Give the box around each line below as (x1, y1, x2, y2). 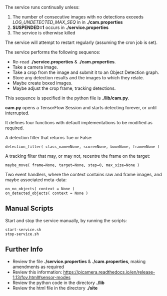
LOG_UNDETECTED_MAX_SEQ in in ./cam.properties (12, 19, 123, 25)
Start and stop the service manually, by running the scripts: (5, 217, 127, 224)
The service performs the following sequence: (5, 49, 101, 55)
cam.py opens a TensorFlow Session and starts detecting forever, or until (5, 105, 156, 110)
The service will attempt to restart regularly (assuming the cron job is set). (5, 39, 158, 45)
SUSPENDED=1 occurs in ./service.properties (12, 24, 109, 30)
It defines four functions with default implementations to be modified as (5, 120, 153, 125)
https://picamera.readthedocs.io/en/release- (63, 269, 155, 275)
